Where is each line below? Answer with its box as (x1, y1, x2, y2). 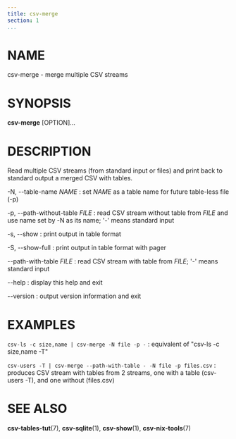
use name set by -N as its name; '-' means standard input (7, 216, 175, 225)
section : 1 (7, 17, 39, 24)
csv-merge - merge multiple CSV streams (7, 70, 128, 79)
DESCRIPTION (7, 143, 92, 159)
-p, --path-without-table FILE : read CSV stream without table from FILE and (7, 209, 228, 217)
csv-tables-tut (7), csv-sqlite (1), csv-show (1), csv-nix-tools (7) (7, 424, 192, 433)
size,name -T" (7, 347, 48, 356)
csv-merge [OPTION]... (7, 118, 76, 127)
